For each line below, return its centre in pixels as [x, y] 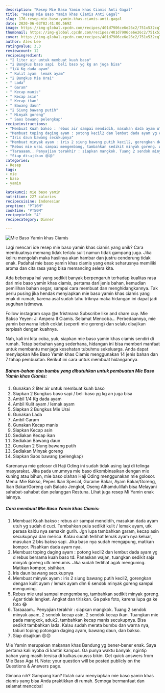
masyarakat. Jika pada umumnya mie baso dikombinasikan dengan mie [78, 471]
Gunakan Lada [27, 414]
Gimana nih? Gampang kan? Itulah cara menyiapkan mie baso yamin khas [80, 675]
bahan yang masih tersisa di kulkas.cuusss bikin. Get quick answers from [79, 655]
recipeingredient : [24, 55]
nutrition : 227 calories [31, 197]
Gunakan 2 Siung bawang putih [44, 446]
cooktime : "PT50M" [24, 210]
